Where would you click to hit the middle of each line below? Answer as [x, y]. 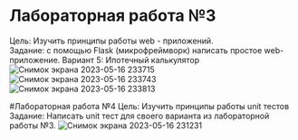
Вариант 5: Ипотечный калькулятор [131, 60]
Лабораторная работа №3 [113, 16]
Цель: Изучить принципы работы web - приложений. [112, 41]
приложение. [35, 60]
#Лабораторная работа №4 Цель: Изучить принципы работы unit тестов [149, 106]
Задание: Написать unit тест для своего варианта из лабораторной [139, 116]
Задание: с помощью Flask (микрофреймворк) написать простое [136, 50]
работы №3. [33, 125]
